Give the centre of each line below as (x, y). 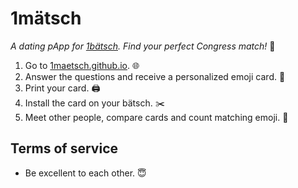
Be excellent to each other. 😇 (85, 173)
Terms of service (64, 148)
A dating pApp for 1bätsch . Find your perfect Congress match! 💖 (143, 46)
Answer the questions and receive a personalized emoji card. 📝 (155, 76)
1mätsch (46, 18)
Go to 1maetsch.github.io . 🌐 (82, 65)
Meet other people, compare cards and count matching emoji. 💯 (156, 117)
